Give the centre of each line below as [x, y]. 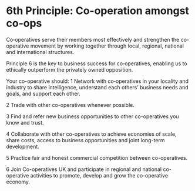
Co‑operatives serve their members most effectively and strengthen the [93, 39]
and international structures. [40, 52]
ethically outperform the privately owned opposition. [70, 69]
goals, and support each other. [43, 93]
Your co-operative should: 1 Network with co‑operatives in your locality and [97, 81]
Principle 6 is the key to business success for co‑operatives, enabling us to [97, 63]
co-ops [24, 23]
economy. [18, 182]
